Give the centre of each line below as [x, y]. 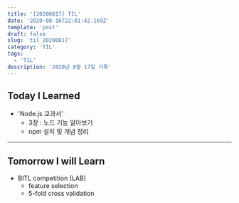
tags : [15, 54]
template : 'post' [33, 27]
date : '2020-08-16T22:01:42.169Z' [59, 21]
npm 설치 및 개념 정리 [58, 132]
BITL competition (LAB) [52, 178]
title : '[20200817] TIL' [44, 14]
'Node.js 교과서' [41, 114]
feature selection [53, 186]
